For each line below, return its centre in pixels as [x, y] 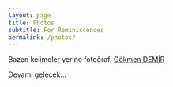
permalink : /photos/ [42, 37]
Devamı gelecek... [38, 74]
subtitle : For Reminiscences [56, 30]
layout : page [30, 15]
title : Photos [32, 23]
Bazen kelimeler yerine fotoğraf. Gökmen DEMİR [86, 60]
